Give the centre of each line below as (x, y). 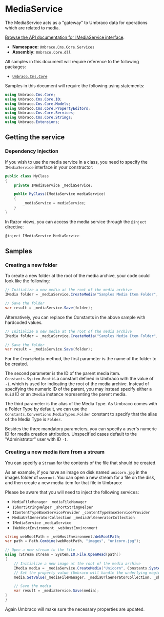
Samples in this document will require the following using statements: (75, 86)
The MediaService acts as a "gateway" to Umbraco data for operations (76, 23)
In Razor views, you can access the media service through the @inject (76, 222)
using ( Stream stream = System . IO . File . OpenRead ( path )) (63, 555)
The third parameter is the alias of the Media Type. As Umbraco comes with (81, 404)
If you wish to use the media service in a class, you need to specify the (76, 162)
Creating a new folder (31, 265)
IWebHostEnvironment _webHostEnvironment (55, 528)
